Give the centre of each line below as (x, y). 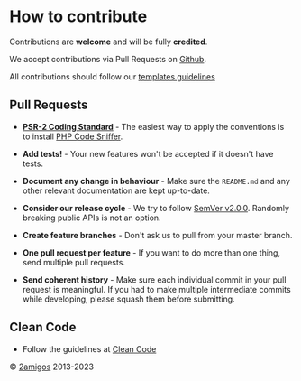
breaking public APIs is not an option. (91, 218)
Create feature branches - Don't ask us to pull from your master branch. (157, 235)
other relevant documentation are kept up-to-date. (116, 190)
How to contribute (78, 17)
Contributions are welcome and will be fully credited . (109, 42)
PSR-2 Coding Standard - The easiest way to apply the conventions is (153, 126)
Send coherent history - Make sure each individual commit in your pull (154, 279)
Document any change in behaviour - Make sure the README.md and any (156, 181)
